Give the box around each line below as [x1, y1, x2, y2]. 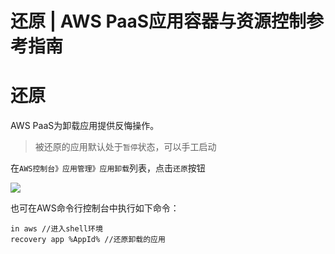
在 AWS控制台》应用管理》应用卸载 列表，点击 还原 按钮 [10, 162, 206, 174]
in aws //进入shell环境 [10, 224, 103, 234]
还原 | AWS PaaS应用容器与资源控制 [10, 10, 307, 33]
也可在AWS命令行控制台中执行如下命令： [10, 202, 180, 214]
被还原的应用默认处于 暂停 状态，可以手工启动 [34, 141, 217, 153]
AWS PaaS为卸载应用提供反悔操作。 [10, 120, 160, 132]
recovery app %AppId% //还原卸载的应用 [10, 235, 166, 245]
